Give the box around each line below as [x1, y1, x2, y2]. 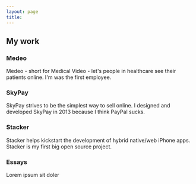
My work [6, 36, 40, 46]
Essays [6, 158, 28, 166]
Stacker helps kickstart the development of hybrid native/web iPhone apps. [6, 137, 191, 144]
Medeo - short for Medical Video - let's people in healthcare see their [6, 68, 176, 75]
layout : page [6, 8, 39, 15]
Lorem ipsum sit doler [6, 172, 59, 179]
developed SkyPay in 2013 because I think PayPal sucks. [6, 108, 146, 116]
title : [6, 14, 23, 20]
